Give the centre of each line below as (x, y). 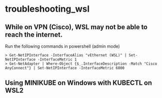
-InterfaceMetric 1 (57, 59)
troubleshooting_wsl (47, 9)
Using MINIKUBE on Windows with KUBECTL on (79, 83)
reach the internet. (34, 34)
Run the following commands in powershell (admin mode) (63, 46)
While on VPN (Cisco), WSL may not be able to (76, 27)
